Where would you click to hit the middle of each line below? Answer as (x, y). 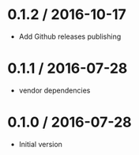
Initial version (40, 144)
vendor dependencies (54, 90)
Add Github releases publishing (70, 36)
